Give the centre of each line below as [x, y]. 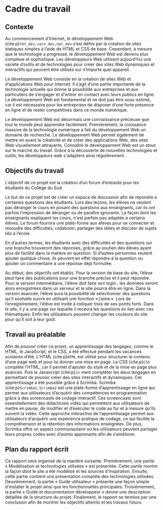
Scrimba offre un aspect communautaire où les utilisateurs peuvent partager [81, 429]
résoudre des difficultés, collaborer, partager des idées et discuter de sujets [81, 228]
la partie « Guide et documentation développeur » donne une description [78, 492]
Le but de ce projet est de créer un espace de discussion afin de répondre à [81, 197]
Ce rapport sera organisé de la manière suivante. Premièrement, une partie [80, 461]
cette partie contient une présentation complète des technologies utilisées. [80, 476]
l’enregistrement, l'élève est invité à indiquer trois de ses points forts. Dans [80, 304]
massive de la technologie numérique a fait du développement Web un [76, 130]
